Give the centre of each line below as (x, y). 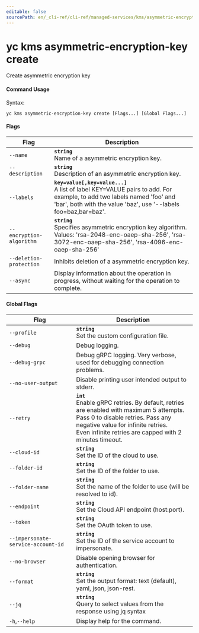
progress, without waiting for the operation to (117, 281)
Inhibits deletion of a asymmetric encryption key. (122, 261)
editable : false (26, 12)
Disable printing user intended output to (131, 380)
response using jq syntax (111, 612)
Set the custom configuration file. (122, 336)
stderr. (85, 387)
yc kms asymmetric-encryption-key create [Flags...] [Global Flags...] (96, 114)
